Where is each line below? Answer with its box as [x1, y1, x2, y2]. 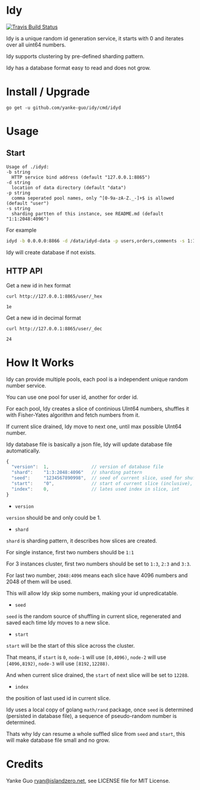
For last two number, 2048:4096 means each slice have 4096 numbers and [6, 572, 188, 579]
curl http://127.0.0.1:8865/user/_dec [6, 326, 102, 332]
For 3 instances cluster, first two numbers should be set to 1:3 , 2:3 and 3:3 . [6, 560, 192, 567]
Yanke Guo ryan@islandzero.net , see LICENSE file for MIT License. [6, 777, 171, 784]
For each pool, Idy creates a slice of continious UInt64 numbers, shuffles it [6, 405, 189, 412]
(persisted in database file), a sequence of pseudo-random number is [6, 712, 177, 719]
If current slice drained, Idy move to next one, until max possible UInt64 [6, 423, 182, 430]
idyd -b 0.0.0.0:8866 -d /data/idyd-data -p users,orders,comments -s [6, 238, 185, 244]
